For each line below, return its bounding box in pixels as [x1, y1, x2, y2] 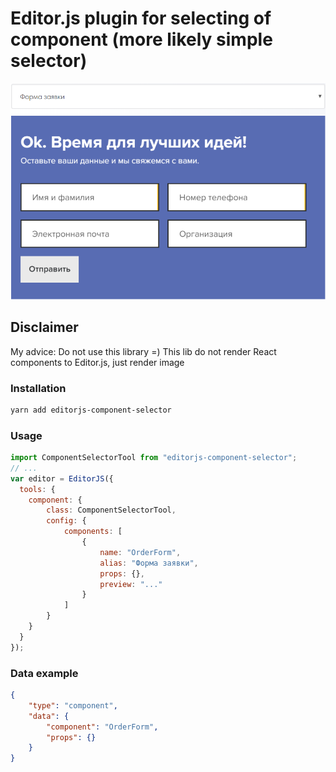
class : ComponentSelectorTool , [46, 505, 177, 516]
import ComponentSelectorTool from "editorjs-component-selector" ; [10, 453, 298, 463]
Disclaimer [10, 319, 79, 336]
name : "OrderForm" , [99, 547, 182, 557]
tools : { [19, 484, 56, 494]
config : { [46, 516, 87, 526]
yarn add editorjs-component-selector [10, 405, 172, 415]
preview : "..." [99, 579, 163, 589]
